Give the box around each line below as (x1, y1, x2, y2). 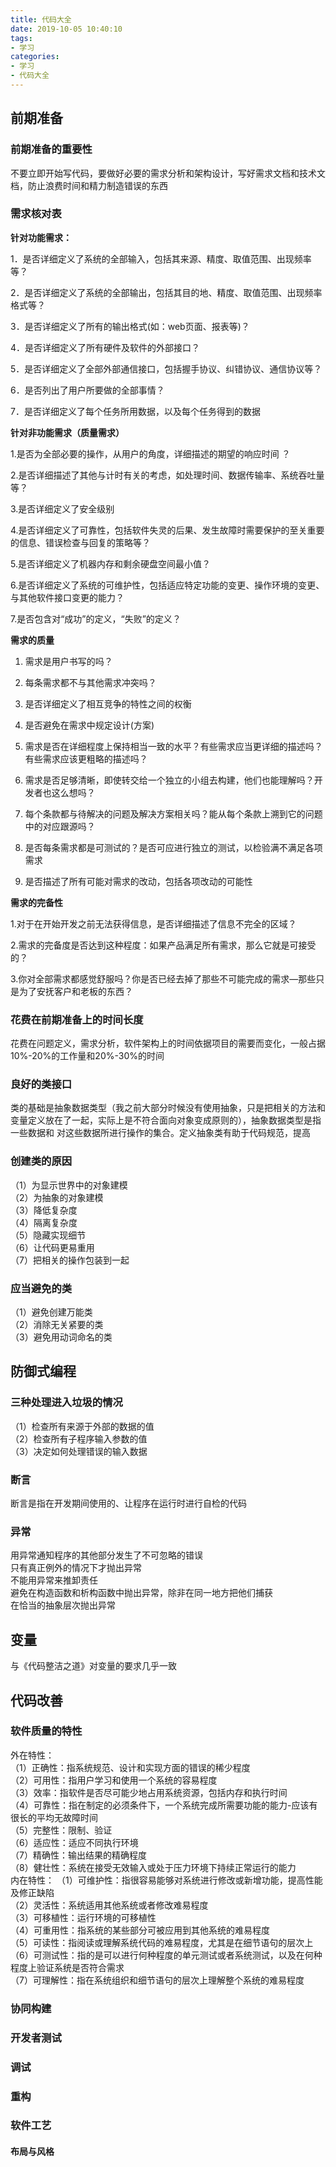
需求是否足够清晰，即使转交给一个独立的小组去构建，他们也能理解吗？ (24, 774, 315, 786)
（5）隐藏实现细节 (10, 1229, 87, 1241)
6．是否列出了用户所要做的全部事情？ (10, 384, 165, 396)
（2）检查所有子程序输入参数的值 (10, 1432, 148, 1445)
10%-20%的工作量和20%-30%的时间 (10, 1050, 165, 1062)
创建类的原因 (10, 1154, 73, 1168)
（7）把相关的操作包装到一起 (10, 1254, 130, 1266)
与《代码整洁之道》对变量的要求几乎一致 (10, 1660, 177, 1672)
